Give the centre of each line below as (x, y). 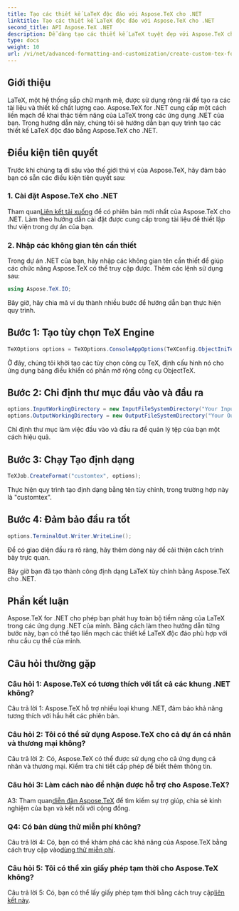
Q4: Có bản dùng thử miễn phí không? (74, 827)
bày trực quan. (29, 557)
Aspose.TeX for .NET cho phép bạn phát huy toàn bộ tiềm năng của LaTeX (116, 618)
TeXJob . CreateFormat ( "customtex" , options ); (74, 476)
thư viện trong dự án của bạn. (51, 226)
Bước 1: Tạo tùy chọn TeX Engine (81, 333)
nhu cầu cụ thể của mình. (44, 641)
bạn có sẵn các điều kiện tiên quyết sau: (67, 177)
